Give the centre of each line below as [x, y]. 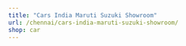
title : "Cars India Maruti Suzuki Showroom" [83, 15]
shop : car [25, 30]
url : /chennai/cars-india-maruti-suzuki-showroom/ [93, 23]
